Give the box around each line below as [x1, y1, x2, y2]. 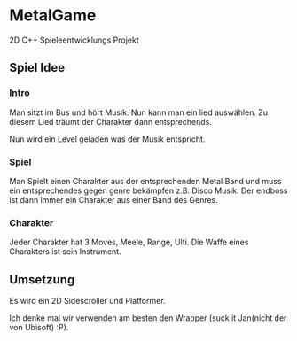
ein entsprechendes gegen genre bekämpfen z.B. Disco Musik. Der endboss [9, 185, 288, 196]
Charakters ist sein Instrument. [9, 246, 121, 257]
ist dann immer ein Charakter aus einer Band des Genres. [9, 194, 219, 205]
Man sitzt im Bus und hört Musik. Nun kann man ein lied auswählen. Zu [9, 107, 269, 118]
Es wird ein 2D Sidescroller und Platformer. [9, 296, 166, 306]
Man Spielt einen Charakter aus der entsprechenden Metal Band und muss [9, 175, 282, 186]
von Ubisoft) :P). [9, 322, 69, 333]
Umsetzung [9, 272, 75, 287]
